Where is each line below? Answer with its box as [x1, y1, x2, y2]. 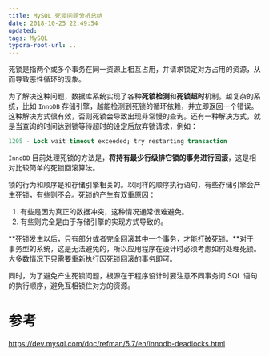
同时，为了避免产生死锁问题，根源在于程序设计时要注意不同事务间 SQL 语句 [8, 271, 258, 280]
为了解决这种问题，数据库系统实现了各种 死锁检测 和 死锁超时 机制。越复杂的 [8, 91, 254, 101]
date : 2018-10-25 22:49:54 [8, 19, 98, 27]
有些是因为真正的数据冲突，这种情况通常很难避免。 [19, 207, 189, 216]
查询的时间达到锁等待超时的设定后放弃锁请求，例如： [22, 122, 198, 131]
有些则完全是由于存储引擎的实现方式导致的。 [19, 217, 168, 226]
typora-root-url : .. [8, 42, 78, 50]
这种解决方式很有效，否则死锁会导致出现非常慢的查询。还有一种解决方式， [8, 111, 254, 121]
